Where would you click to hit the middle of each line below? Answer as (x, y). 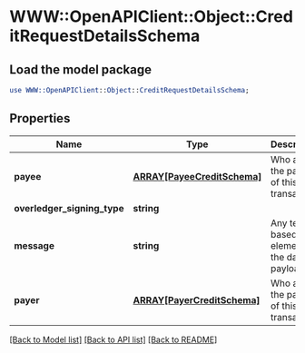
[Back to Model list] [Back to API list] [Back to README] (113, 339)
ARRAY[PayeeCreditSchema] (197, 176)
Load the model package (81, 69)
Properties (40, 118)
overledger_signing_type (69, 208)
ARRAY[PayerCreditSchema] (197, 299)
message (34, 245)
